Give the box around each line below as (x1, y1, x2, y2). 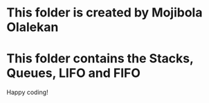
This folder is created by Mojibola (6, 5, 203, 21)
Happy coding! (6, 88, 49, 97)
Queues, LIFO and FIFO (6, 65, 141, 81)
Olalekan (6, 19, 59, 35)
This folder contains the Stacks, (6, 51, 194, 67)
